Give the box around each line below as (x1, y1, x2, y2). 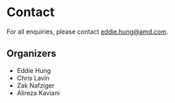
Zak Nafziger (16, 81, 55, 90)
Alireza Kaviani (16, 88, 60, 97)
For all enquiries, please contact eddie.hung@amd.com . (6, 27, 169, 36)
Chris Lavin (16, 74, 50, 82)
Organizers (6, 48, 57, 60)
